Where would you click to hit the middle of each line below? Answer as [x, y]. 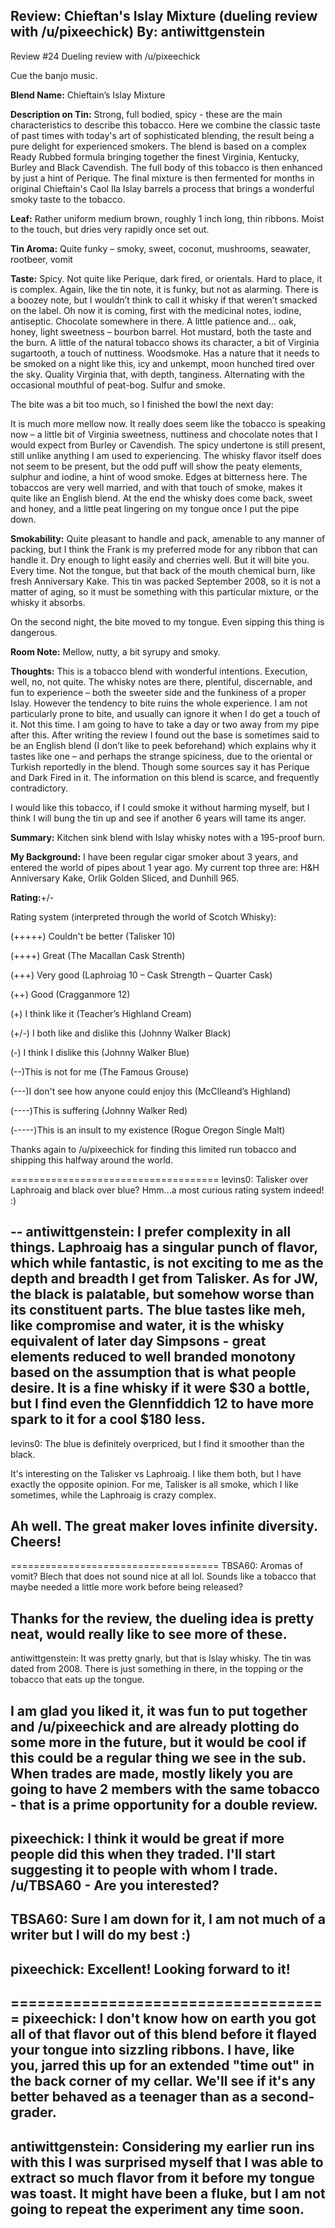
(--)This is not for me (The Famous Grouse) [99, 1071]
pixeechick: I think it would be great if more [147, 1839]
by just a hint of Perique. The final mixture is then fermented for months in [162, 178]
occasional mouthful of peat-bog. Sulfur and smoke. [118, 385]
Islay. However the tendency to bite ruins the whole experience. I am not [159, 703]
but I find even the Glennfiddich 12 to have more [162, 1404]
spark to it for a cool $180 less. [108, 1419]
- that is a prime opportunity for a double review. [164, 1804]
